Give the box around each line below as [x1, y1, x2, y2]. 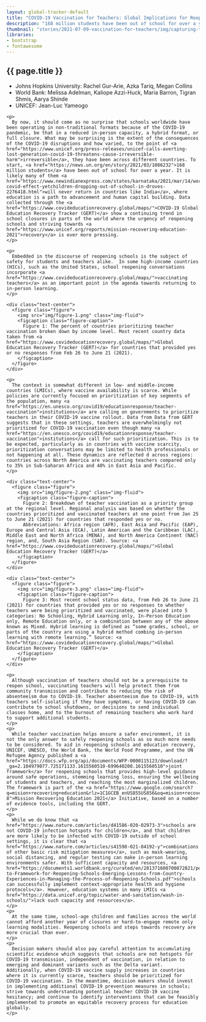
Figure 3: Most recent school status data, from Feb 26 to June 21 [22, 596, 199, 603]
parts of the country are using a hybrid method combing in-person [6, 629, 183, 635]
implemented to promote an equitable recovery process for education [6, 999, 188, 1005]
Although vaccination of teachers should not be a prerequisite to [12, 677, 188, 683]
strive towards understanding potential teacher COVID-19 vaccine [6, 988, 180, 994]
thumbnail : [6, 26, 34, 33]
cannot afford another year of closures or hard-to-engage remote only [6, 918, 193, 925]
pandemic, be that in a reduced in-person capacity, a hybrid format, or [6, 129, 199, 136]
